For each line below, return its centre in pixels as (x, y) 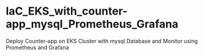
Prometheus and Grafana (37, 47)
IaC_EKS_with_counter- (67, 11)
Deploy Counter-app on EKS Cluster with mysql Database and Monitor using (102, 41)
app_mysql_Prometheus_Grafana (92, 24)
